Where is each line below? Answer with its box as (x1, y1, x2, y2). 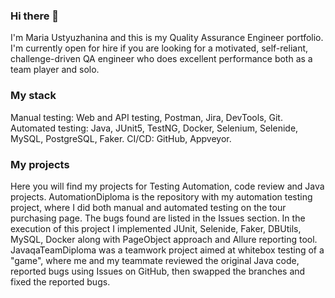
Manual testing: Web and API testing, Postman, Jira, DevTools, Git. (10, 111, 283, 123)
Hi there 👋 (10, 9, 60, 23)
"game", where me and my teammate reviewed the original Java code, (10, 254, 300, 266)
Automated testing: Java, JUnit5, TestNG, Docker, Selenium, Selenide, (10, 122, 299, 134)
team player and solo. (10, 64, 100, 76)
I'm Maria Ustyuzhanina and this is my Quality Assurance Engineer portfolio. (10, 32, 324, 44)
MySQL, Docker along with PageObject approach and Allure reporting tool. (10, 233, 318, 245)
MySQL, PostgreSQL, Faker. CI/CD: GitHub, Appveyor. (10, 132, 232, 144)
